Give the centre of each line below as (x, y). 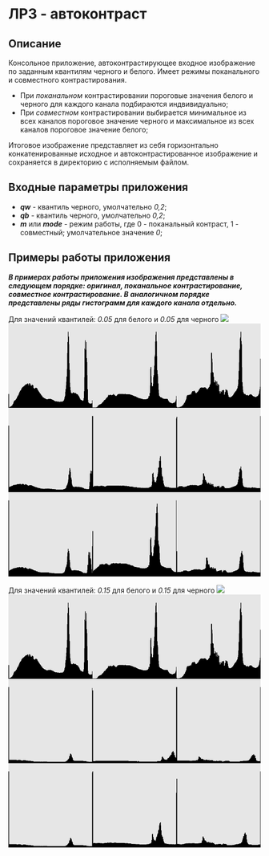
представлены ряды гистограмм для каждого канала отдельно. (123, 303)
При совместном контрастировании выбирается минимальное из (133, 112)
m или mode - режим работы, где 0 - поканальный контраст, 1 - (129, 224)
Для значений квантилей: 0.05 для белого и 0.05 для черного (114, 319)
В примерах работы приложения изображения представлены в (121, 277)
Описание (35, 44)
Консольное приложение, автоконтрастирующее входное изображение (132, 63)
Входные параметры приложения (98, 188)
